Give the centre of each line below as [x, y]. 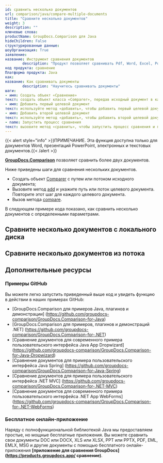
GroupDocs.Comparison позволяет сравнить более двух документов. [78, 160]
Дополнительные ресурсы [48, 270]
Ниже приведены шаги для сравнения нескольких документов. [71, 170]
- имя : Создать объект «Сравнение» [41, 95]
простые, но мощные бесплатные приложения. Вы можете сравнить [76, 435]
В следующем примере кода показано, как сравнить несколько [72, 209]
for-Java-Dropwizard [33, 355]
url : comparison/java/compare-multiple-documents [56, 14]
